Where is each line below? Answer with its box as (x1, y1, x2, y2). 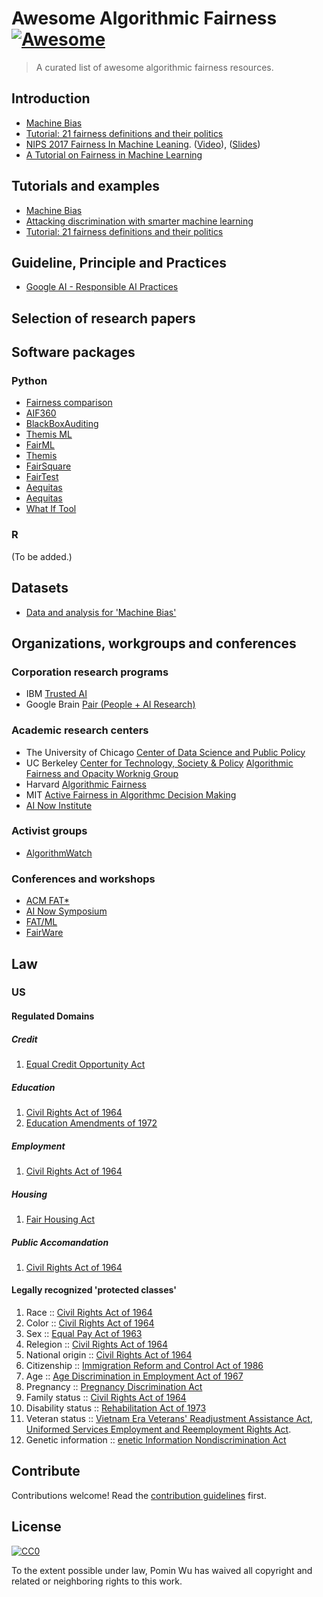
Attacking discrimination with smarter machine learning (25, 215, 254, 227)
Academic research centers (11, 723, 149, 737)
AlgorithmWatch (25, 847, 93, 859)
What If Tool (25, 503, 77, 515)
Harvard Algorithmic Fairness (25, 778, 147, 790)
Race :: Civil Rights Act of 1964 (25, 1307, 153, 1319)
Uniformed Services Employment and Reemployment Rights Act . (25, 1423, 292, 1436)
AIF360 (25, 407, 57, 419)
